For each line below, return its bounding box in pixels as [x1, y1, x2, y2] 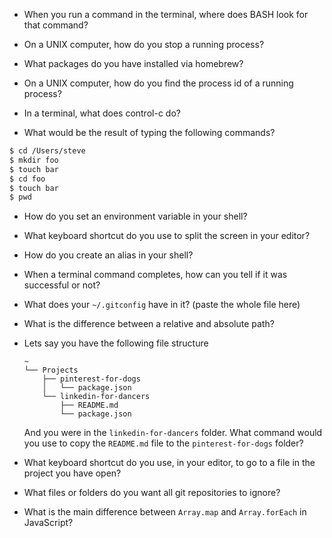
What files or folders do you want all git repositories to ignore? [23, 487, 281, 499]
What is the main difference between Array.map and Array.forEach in [23, 506, 307, 518]
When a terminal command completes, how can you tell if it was [23, 269, 288, 281]
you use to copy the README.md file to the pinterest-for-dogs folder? [23, 437, 304, 449]
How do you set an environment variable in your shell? [23, 210, 248, 223]
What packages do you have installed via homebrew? [23, 58, 244, 69]
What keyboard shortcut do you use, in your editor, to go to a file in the [23, 457, 316, 469]
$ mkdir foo [9, 155, 59, 165]
